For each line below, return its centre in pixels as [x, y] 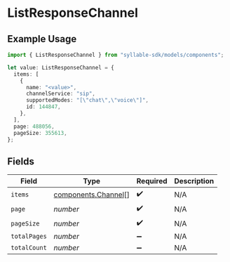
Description [194, 181]
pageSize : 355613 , [41, 133]
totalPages [29, 236]
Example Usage [42, 39]
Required [152, 181]
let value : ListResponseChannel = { [61, 67]
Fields [21, 161]
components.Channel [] [92, 195]
